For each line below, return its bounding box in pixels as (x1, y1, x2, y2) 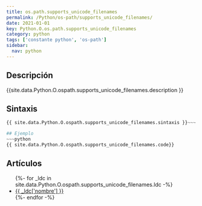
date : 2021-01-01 (6, 20, 50, 26)
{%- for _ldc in (15, 174, 51, 181)
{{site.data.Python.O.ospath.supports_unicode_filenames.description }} (6, 86, 184, 93)
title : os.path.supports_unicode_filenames (6, 8, 118, 15)
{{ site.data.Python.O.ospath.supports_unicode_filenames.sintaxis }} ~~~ (6, 120, 197, 126)
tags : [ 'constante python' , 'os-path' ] (6, 37, 107, 43)
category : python (6, 31, 50, 37)
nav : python (11, 48, 42, 54)
